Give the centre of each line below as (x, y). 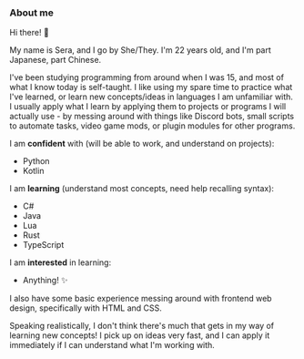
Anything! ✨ (45, 281)
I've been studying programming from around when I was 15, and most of (147, 77)
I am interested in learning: (61, 262)
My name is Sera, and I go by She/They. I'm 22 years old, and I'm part (140, 50)
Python (36, 161)
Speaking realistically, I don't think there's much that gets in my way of (142, 326)
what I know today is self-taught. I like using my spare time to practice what (151, 87)
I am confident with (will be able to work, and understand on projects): (142, 144)
